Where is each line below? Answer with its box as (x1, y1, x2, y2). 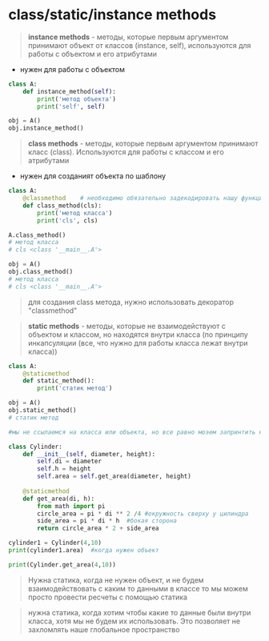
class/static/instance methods (8, 6, 217, 24)
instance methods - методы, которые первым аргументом (27, 32, 229, 42)
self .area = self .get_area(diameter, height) (37, 472, 192, 481)
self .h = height (37, 465, 91, 473)
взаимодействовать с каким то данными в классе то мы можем (27, 583, 248, 593)
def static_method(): (22, 377, 94, 385)
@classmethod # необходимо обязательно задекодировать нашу (22, 194, 239, 202)
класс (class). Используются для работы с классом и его (27, 147, 224, 157)
